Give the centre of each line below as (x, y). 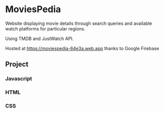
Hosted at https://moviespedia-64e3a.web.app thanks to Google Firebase (82, 48)
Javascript (19, 79)
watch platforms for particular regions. (45, 28)
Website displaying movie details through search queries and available (79, 23)
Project (17, 64)
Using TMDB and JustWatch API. (39, 39)
